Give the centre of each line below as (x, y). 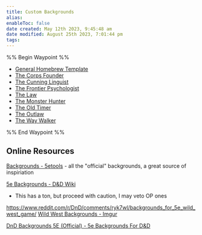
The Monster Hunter (40, 101)
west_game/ (21, 214)
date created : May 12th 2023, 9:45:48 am (59, 29)
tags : (13, 40)
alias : (15, 18)
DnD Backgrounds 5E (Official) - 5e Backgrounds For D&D (78, 225)
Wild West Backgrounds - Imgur (78, 214)
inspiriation (20, 172)
